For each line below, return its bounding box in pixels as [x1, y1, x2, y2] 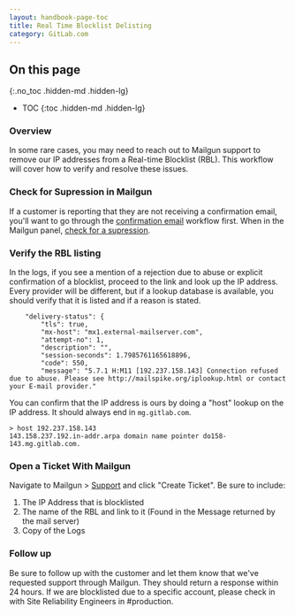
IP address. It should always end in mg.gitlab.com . [9, 407, 192, 418]
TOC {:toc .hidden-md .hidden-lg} [21, 103, 146, 113]
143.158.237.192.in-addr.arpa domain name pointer [9, 432, 200, 441]
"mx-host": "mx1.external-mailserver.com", [41, 328, 203, 337]
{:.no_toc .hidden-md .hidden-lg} [9, 86, 130, 96]
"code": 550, [41, 359, 89, 368]
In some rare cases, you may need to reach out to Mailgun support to [9, 145, 261, 156]
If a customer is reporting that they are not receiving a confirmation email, [9, 205, 278, 217]
